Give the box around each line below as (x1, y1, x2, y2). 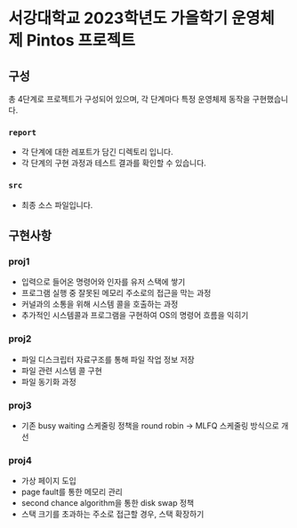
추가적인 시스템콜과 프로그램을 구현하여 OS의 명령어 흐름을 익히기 (20, 310, 249, 321)
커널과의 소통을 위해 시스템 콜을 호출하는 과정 (20, 299, 179, 309)
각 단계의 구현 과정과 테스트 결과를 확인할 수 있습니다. (20, 157, 206, 169)
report (8, 127, 37, 138)
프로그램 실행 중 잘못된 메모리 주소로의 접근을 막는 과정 (20, 288, 212, 299)
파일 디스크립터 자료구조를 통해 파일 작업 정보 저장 (20, 354, 195, 364)
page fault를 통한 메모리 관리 (20, 486, 124, 498)
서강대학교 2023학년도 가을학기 (8, 8, 229, 28)
